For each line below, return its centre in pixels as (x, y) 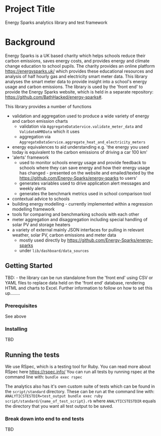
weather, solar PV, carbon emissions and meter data (64, 235)
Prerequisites (21, 305)
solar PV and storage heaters (41, 225)
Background (30, 42)
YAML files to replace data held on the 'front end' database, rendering (75, 283)
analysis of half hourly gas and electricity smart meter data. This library (76, 76)
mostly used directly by (43, 240)
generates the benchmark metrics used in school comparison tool (85, 193)
